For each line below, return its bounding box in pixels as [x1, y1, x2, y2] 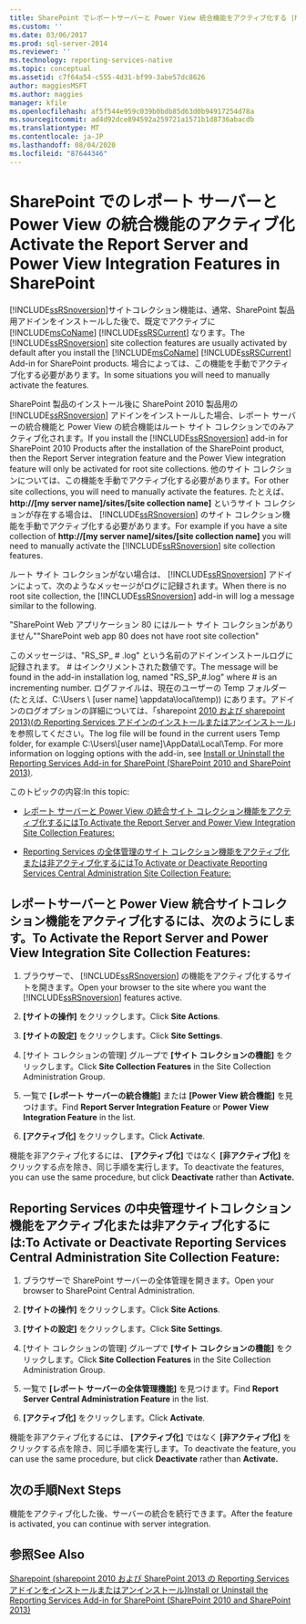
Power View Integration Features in [9, 253, 280, 274]
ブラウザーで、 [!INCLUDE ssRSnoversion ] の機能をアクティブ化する [22, 971, 277, 982]
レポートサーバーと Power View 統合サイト [9, 896, 252, 911]
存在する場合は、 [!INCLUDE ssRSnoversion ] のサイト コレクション [33, 508, 283, 520]
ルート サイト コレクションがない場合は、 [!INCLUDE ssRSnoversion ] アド [9, 568, 285, 579]
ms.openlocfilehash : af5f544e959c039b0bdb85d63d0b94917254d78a [9, 107, 255, 116]
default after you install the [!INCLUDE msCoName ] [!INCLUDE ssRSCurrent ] [9, 347, 291, 358]
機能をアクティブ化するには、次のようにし [45, 913, 284, 929]
